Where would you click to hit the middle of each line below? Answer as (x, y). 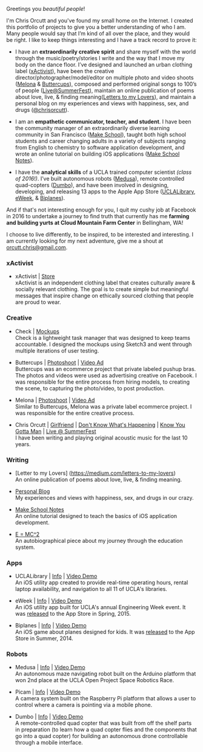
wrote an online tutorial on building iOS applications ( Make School (97, 154)
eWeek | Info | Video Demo (48, 601)
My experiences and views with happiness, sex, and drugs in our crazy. (104, 497)
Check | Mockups (37, 331)
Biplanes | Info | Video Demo (51, 626)
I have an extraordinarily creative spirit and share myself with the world (105, 52)
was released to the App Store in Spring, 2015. (73, 614)
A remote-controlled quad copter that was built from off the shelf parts (103, 723)
